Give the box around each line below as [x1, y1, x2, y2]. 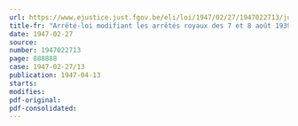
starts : [9, 79, 38, 88]
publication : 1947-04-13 [9, 71, 101, 80]
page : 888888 [9, 54, 58, 63]
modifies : [9, 87, 46, 96]
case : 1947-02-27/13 [9, 63, 86, 72]
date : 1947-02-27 [9, 29, 74, 38]
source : [9, 37, 38, 47]
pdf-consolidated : [9, 104, 77, 113]
